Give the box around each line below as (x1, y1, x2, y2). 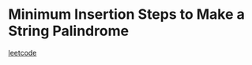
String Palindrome (8, 22, 129, 40)
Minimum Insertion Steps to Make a (8, 5, 245, 23)
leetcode (8, 48, 37, 57)
